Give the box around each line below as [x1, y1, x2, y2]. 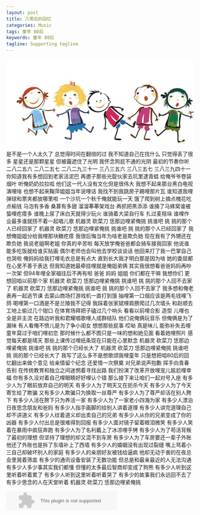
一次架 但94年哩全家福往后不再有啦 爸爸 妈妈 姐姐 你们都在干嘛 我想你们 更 [6, 270, 190, 277]
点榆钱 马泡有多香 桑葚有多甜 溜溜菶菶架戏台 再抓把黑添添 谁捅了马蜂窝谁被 [6, 203, 191, 210]
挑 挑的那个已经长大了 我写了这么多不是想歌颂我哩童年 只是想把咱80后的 [6, 352, 185, 359]
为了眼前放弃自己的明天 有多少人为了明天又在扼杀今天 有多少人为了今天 [16, 382, 192, 389]
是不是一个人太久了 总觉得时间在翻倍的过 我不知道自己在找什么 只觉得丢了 [6, 150, 188, 158]
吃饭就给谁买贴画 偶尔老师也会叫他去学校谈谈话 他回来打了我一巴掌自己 [16, 248, 192, 255]
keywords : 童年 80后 [6, 35, 55, 41]
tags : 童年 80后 [6, 29, 44, 35]
